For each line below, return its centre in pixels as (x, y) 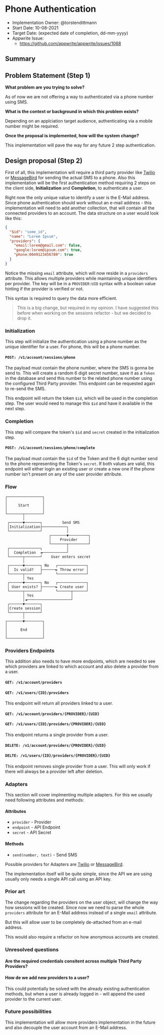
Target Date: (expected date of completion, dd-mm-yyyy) (70, 33)
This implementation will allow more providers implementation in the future (80, 1022)
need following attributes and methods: (45, 800)
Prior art (15, 891)
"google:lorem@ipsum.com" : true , (48, 250)
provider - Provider (32, 822)
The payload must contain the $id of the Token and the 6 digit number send (82, 458)
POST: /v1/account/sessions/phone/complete (50, 448)
